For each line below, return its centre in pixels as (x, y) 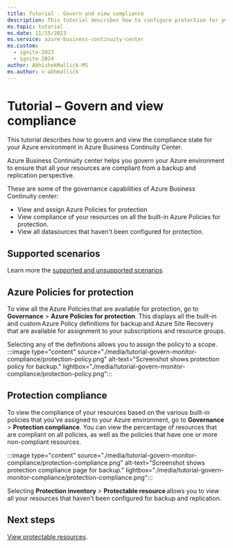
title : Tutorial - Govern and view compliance (76, 14)
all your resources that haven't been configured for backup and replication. (114, 498)
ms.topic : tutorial (35, 26)
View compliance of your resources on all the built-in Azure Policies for (119, 217)
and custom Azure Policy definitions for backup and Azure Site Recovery (110, 324)
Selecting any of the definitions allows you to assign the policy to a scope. (112, 345)
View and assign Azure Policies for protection (82, 209)
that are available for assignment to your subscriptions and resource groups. (116, 331)
